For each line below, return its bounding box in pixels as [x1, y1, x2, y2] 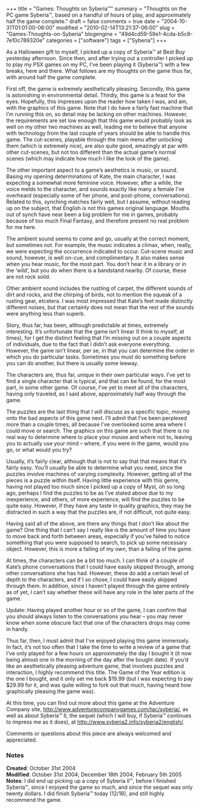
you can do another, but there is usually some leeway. [6, 360, 139, 366]
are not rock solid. [6, 273, 51, 280]
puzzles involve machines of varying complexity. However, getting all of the [6, 471, 192, 477]
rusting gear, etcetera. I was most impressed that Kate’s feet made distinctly [6, 298, 193, 304]
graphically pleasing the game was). [6, 688, 96, 694]
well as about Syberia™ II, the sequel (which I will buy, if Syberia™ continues [6, 712, 192, 719]
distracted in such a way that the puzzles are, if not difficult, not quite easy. [6, 508, 191, 515]
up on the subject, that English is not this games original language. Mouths [6, 205, 190, 211]
